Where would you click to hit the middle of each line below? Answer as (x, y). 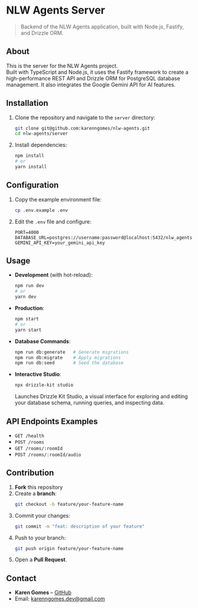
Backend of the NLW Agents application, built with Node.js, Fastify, (102, 27)
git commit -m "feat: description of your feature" (79, 526)
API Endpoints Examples (52, 421)
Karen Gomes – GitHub (43, 593)
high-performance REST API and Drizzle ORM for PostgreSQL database (93, 78)
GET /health (29, 436)
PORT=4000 (27, 232)
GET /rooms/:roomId (39, 448)
